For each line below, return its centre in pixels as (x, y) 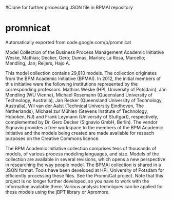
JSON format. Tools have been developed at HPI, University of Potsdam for (85, 170)
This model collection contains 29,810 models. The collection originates (81, 73)
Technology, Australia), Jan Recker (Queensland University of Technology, (84, 100)
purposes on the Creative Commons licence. (53, 138)
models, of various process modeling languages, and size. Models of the (82, 154)
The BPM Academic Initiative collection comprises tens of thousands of (81, 148)
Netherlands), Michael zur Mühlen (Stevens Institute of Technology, (77, 111)
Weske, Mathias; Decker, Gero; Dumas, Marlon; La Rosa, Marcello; (75, 57)
